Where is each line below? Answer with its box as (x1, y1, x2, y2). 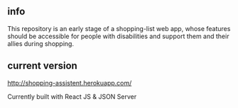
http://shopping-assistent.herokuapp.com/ (7, 78, 132, 87)
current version (7, 60, 78, 72)
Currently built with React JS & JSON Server (7, 92, 137, 101)
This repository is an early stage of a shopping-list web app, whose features (7, 24, 231, 32)
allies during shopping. (7, 39, 75, 48)
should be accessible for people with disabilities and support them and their (7, 32, 229, 40)
